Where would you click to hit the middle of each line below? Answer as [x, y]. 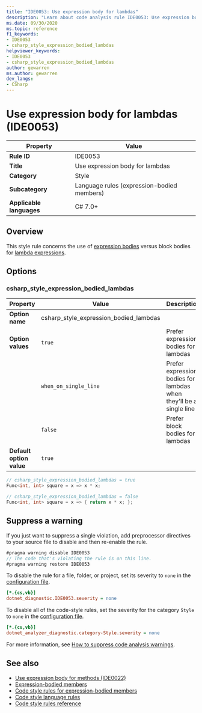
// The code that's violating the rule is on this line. [79, 558]
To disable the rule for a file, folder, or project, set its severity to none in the [99, 575]
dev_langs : [20, 79]
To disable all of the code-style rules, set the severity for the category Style [100, 610]
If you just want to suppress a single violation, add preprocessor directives [99, 535]
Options [22, 271]
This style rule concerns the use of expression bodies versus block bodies [98, 246]
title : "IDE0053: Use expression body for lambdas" [72, 12]
